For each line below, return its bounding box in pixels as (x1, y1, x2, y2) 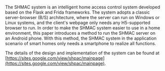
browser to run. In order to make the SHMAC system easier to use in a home (5, 25, 161, 31)
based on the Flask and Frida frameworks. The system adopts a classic (5, 9, 150, 15)
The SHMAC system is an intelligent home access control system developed (5, 4, 161, 10)
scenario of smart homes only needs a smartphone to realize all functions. (5, 41, 157, 46)
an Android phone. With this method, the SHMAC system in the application (5, 35, 157, 41)
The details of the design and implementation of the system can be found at (5, 50, 160, 56)
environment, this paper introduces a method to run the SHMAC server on (5, 30, 156, 36)
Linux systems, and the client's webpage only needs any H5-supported (5, 20, 151, 25)
